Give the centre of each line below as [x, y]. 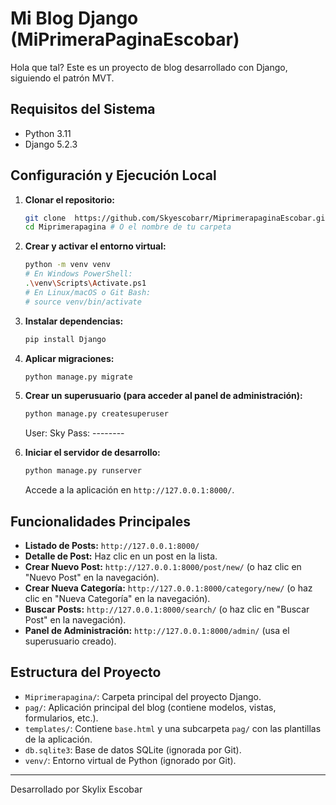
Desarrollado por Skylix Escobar [76, 789]
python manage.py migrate [78, 377]
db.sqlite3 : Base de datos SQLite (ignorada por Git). [133, 749]
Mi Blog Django [74, 18]
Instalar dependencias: [74, 321]
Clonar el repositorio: [69, 199]
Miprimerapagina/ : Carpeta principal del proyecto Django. [143, 696]
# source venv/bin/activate [83, 302]
